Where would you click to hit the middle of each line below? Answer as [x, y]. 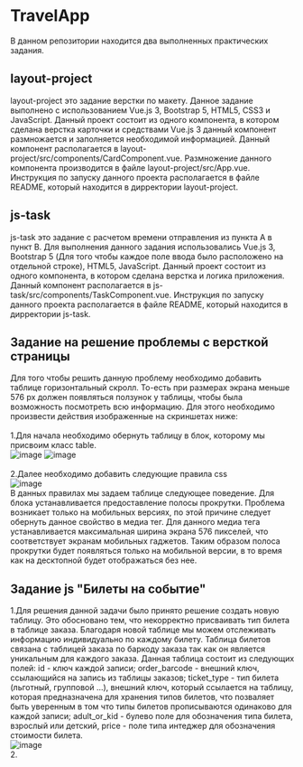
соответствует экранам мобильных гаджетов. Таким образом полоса [145, 541]
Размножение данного [228, 158]
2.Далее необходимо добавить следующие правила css [119, 474]
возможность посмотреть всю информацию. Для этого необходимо [143, 407]
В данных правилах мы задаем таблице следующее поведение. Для [142, 493]
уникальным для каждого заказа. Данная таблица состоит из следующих [152, 659]
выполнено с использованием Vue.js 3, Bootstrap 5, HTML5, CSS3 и [141, 110]
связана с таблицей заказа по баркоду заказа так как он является [138, 649]
